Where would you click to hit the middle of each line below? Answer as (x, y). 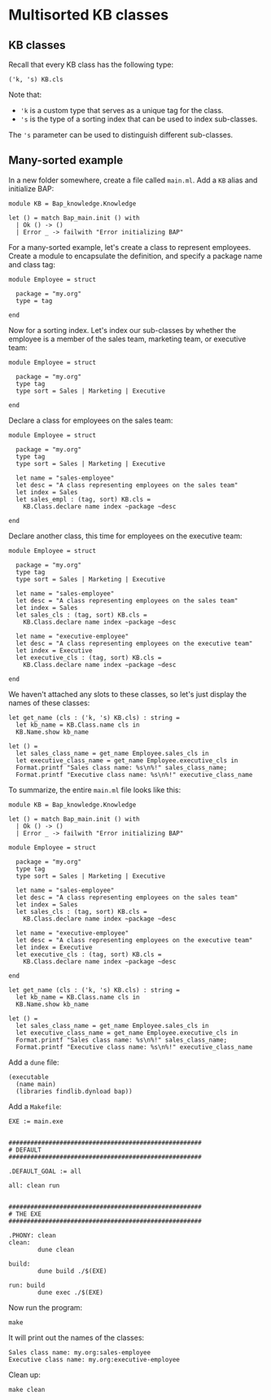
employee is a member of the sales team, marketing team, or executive (127, 339)
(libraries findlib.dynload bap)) (74, 1091)
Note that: (25, 94)
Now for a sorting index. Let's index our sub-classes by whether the (122, 330)
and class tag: (32, 264)
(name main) (36, 1084)
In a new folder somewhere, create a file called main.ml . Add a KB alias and (133, 180)
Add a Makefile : (35, 1106)
